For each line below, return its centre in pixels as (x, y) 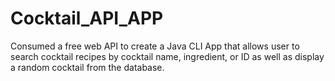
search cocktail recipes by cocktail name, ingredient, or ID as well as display (167, 56)
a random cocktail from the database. (87, 67)
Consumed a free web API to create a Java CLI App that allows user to (155, 46)
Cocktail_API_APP (87, 18)
